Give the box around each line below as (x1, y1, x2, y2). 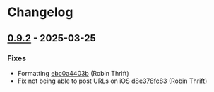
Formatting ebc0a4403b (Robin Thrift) (17, 69, 129, 77)
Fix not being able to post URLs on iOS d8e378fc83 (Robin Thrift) (17, 77, 208, 85)
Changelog (7, 4, 73, 20)
